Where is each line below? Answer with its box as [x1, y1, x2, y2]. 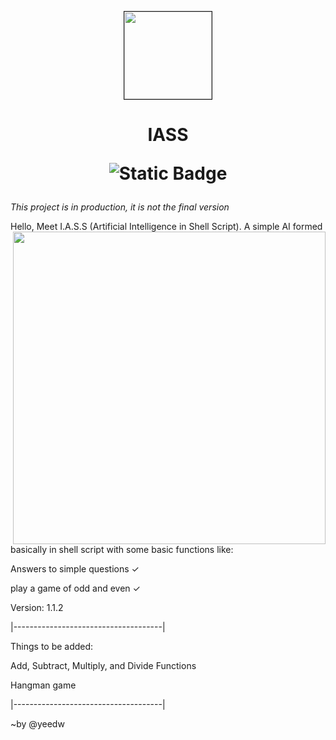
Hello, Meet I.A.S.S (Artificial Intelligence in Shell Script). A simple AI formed [10, 221, 323, 233]
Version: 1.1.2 [10, 602, 64, 614]
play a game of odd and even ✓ [10, 582, 141, 595]
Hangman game [10, 679, 77, 691]
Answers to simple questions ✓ [10, 563, 140, 575]
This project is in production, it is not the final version [10, 201, 230, 213]
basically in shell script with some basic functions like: [10, 544, 234, 556]
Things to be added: [10, 641, 94, 653]
